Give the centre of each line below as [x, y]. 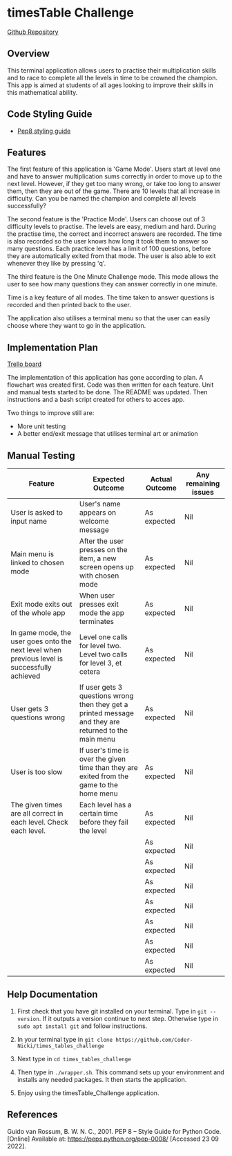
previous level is [37, 659]
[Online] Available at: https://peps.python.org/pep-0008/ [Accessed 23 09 [113, 1139]
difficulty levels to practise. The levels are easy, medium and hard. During [112, 227]
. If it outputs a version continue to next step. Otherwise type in [129, 1018]
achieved [26, 676]
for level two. [100, 646]
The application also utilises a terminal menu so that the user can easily [109, 318]
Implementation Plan [53, 347]
